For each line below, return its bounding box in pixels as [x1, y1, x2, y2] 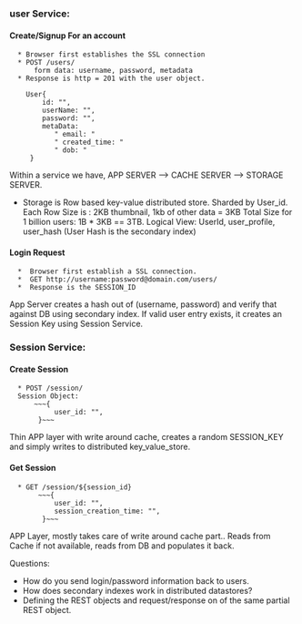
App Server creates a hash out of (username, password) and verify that [9, 299, 277, 310]
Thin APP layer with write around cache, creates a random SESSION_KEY [9, 432, 284, 443]
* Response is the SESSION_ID [17, 283, 136, 292]
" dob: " [54, 146, 88, 155]
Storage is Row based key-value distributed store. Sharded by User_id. [22, 197, 288, 208]
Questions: [9, 558, 50, 568]
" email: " [54, 130, 96, 139]
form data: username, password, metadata [33, 66, 194, 76]
